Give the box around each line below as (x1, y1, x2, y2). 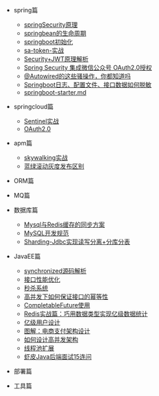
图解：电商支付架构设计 (23, 327, 90, 335)
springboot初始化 (23, 38, 73, 46)
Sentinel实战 (23, 117, 60, 125)
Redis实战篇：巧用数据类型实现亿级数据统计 (23, 310, 148, 318)
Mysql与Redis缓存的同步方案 (23, 220, 105, 229)
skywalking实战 (23, 154, 69, 161)
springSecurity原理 (23, 21, 78, 29)
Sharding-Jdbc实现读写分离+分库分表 (23, 237, 130, 246)
